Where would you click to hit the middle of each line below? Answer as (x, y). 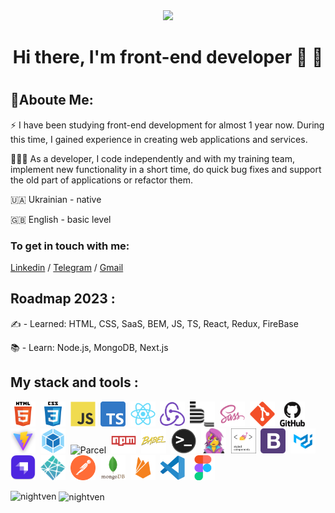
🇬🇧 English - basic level (61, 219)
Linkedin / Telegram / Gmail (67, 268)
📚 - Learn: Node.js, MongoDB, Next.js (89, 347)
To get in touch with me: (70, 246)
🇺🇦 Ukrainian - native (56, 199)
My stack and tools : (74, 382)
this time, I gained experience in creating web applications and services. (159, 139)
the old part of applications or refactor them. (102, 180)
